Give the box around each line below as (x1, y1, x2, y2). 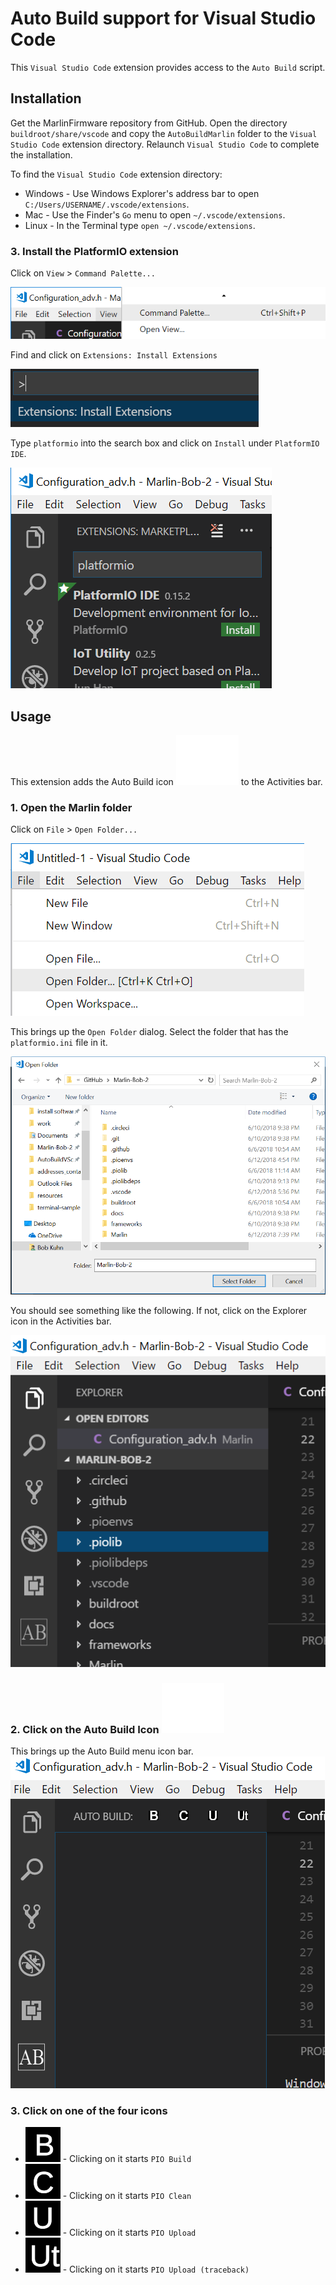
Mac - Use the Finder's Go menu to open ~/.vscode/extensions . (24, 208, 286, 221)
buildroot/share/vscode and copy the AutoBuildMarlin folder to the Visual (10, 127, 318, 139)
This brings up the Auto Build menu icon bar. (10, 1745, 194, 1757)
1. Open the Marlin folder (10, 800, 133, 814)
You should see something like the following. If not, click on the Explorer (10, 1304, 308, 1316)
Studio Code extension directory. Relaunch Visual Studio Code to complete (10, 138, 320, 150)
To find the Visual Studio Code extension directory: (10, 168, 223, 180)
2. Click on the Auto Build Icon (10, 1722, 160, 1736)
